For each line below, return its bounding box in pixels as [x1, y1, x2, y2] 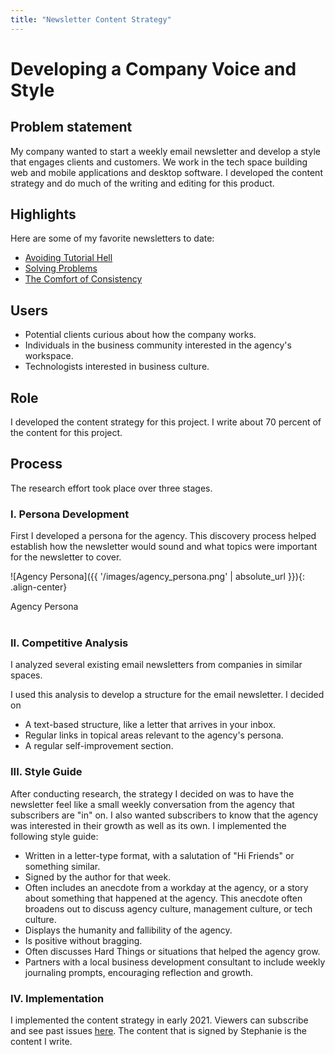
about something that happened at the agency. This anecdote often [24, 892, 303, 904]
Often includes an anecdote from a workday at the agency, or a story [24, 881, 309, 893]
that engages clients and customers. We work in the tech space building [10, 156, 308, 168]
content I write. [10, 1036, 73, 1048]
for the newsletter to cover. [10, 551, 122, 563]
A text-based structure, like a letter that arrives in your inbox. [24, 719, 277, 731]
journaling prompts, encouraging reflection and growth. [24, 966, 253, 978]
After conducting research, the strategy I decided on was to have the [10, 787, 295, 800]
